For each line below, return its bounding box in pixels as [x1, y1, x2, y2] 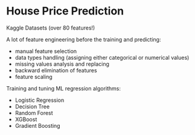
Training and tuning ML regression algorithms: [6, 84, 121, 92]
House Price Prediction [6, 4, 124, 18]
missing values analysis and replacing [14, 60, 110, 67]
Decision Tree [14, 102, 50, 110]
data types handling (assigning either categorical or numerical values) [14, 54, 190, 61]
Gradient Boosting [14, 122, 60, 129]
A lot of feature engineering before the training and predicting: [6, 36, 161, 43]
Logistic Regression [14, 96, 65, 104]
